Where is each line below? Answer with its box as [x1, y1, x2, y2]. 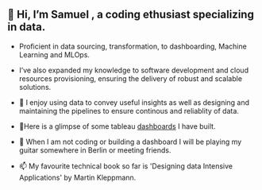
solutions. [18, 82, 52, 91]
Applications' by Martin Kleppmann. [18, 173, 137, 182]
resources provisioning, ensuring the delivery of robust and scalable [18, 73, 243, 83]
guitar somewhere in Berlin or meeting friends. [18, 145, 171, 155]
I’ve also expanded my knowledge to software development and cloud [18, 65, 249, 75]
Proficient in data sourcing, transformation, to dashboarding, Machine [18, 41, 247, 51]
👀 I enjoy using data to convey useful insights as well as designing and [18, 97, 250, 107]
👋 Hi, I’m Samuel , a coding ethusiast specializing [7, 8, 255, 21]
